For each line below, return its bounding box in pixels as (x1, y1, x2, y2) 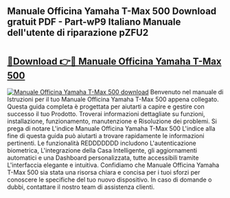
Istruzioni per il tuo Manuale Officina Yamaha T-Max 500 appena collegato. (7, 96, 219, 103)
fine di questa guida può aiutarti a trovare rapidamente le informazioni (7, 132, 205, 140)
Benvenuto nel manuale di (150, 88, 224, 96)
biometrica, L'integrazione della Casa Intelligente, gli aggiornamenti (7, 146, 198, 154)
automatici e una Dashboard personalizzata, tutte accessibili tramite (7, 154, 199, 162)
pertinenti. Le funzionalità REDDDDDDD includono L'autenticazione (7, 139, 197, 147)
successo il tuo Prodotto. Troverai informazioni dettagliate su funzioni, (7, 110, 205, 118)
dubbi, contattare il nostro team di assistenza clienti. (7, 183, 155, 191)
